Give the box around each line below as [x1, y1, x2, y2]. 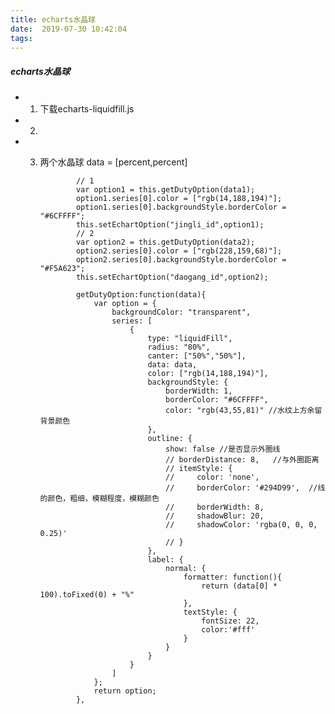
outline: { [147, 434, 193, 444]
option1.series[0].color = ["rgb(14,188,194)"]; [75, 194, 283, 204]
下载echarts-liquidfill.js [39, 103, 135, 115]
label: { [147, 555, 184, 565]
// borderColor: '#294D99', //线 [165, 483, 326, 493]
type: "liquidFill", [147, 334, 233, 344]
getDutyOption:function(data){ [75, 290, 207, 300]
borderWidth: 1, [165, 386, 233, 396]
